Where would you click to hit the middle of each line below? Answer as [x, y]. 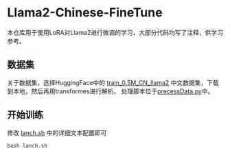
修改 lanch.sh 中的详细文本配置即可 [57, 132]
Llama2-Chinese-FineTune [85, 13]
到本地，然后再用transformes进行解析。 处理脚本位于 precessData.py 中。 [111, 91]
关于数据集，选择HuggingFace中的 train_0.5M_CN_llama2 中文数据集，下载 [113, 82]
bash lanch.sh [27, 145]
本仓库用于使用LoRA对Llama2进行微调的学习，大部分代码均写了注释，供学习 [115, 32]
